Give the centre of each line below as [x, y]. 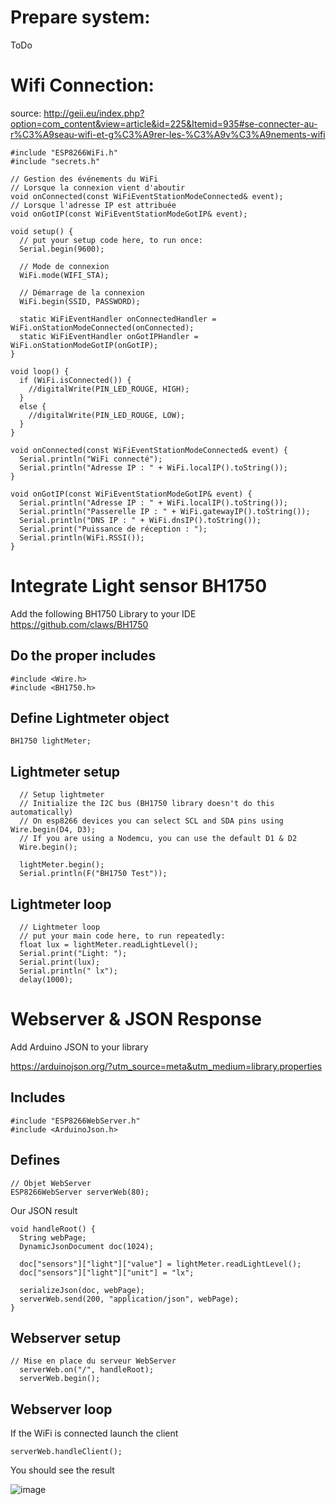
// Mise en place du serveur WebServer [93, 1361]
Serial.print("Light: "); [73, 954]
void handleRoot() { [53, 1229]
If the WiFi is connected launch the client [94, 1433]
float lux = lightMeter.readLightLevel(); [109, 945]
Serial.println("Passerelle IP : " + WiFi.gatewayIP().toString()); [165, 511]
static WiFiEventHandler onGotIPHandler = [109, 336]
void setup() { [42, 231]
